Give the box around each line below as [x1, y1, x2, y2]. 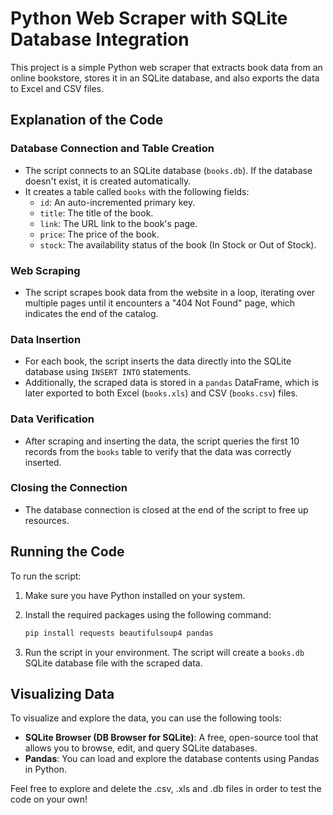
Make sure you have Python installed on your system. [24, 589, 246, 601]
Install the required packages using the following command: [24, 608, 272, 621]
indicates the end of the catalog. [24, 307, 159, 319]
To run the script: [10, 570, 82, 582]
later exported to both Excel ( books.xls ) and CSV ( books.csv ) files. [24, 387, 298, 399]
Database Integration [10, 28, 190, 51]
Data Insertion [10, 332, 82, 346]
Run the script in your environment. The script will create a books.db [24, 646, 305, 658]
